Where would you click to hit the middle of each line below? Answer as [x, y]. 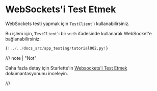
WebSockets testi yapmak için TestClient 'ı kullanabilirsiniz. [68, 24]
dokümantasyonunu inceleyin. [37, 73]
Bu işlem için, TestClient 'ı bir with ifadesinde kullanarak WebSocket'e [78, 33]
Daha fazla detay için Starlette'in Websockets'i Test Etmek [66, 68]
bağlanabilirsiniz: [23, 39]
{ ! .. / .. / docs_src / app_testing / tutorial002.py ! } [57, 48]
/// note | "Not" [21, 58]
